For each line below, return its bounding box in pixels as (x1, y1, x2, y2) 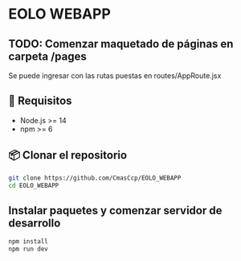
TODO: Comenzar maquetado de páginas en (8, 37, 234, 51)
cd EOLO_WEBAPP (8, 181, 59, 189)
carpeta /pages (8, 49, 87, 63)
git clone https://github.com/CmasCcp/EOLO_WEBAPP (8, 174, 182, 182)
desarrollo (8, 216, 61, 230)
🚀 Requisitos (8, 94, 72, 108)
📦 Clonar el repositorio (8, 148, 127, 162)
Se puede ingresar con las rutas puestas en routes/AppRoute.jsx (8, 71, 222, 81)
